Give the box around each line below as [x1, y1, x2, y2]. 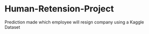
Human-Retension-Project [4, 3, 114, 14]
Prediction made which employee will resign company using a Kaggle [4, 19, 145, 25]
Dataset [4, 24, 21, 30]
